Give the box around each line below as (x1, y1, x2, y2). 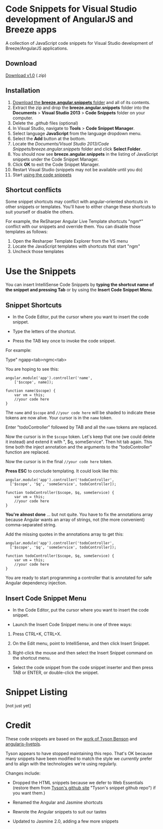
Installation (5, 87, 40, 95)
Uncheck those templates (12, 249, 64, 254)
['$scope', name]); (14, 380, 54, 385)
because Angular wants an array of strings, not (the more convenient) (5, 517, 145, 523)
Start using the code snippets (12, 172, 72, 178)
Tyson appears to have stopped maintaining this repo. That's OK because (5, 750, 152, 756)
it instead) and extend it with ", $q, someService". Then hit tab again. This (5, 439, 152, 445)
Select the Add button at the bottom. (12, 135, 86, 142)
